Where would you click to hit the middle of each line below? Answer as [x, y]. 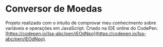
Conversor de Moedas [54, 9]
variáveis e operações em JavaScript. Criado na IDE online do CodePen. [82, 28]
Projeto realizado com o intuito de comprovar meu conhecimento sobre [81, 23]
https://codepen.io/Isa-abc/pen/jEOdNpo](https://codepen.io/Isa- [77, 33]
